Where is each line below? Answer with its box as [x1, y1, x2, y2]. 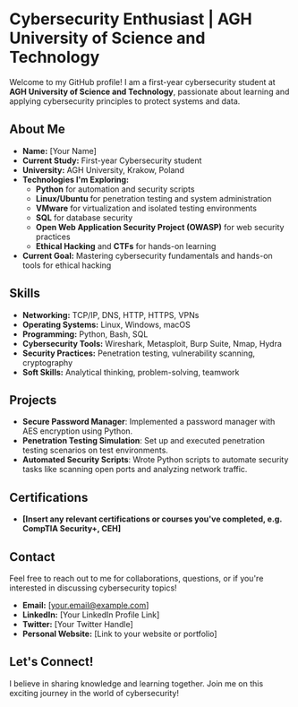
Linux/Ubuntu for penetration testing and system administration [35, 193, 272, 203]
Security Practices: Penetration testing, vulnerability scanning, [21, 348, 256, 358]
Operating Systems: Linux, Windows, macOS [21, 319, 191, 330]
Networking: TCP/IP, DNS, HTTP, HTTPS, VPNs [21, 309, 200, 320]
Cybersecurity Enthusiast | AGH [9, 9, 252, 30]
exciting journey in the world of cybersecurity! [9, 687, 179, 698]
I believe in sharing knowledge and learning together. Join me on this [9, 677, 264, 689]
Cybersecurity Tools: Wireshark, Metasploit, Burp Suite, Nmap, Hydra [21, 338, 282, 349]
